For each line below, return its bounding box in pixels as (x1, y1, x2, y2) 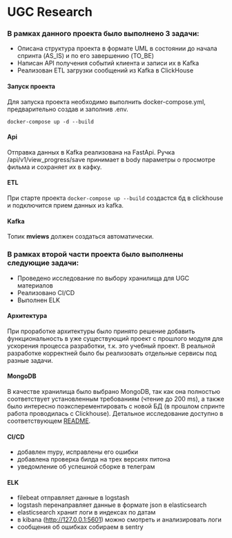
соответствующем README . (7, 417, 91, 425)
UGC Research (7, 4, 93, 20)
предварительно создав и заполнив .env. (7, 105, 129, 113)
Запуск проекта (7, 82, 55, 90)
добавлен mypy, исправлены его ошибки (17, 448, 138, 456)
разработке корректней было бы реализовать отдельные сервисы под (7, 349, 217, 357)
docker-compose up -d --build (7, 118, 95, 125)
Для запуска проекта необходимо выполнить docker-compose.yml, (7, 97, 206, 106)
